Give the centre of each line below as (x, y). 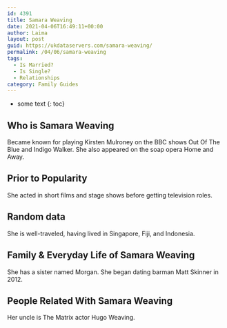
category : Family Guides (43, 84)
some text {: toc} (41, 104)
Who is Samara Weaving (61, 125)
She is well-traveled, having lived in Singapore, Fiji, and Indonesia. (101, 233)
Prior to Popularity (47, 179)
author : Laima (28, 33)
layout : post (26, 39)
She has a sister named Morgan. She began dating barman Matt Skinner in (113, 272)
